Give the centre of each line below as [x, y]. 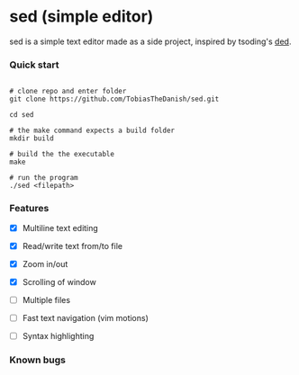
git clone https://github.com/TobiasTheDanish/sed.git [114, 99]
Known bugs [37, 360]
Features [29, 209]
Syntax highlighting [58, 335]
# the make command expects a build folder [92, 131]
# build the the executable [62, 155]
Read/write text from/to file [72, 246]
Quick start [35, 65]
